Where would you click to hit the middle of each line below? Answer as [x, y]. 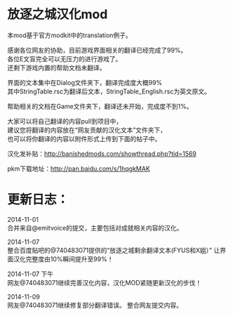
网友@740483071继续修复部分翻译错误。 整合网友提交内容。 [95, 305]
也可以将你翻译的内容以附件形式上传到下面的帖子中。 [84, 138]
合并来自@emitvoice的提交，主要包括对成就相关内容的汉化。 [95, 228]
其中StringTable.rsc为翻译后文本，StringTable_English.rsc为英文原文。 [109, 91]
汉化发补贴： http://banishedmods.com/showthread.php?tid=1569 [102, 153]
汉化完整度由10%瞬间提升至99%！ [63, 259]
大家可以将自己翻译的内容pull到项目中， [65, 121]
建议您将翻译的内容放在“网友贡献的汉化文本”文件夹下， [87, 130]
